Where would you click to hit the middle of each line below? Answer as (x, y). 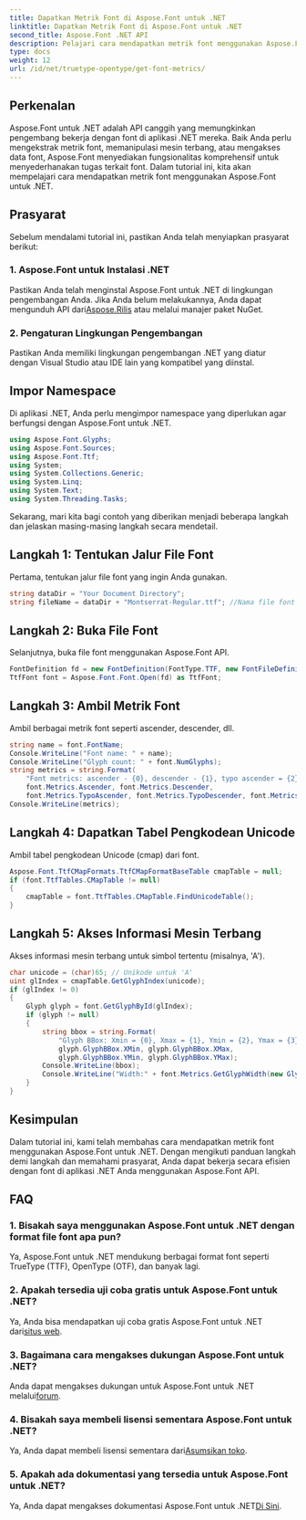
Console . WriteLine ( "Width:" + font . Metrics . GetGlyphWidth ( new (163, 1074)
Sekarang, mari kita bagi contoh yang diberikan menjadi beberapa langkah (149, 516)
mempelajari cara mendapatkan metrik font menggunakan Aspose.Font (143, 176)
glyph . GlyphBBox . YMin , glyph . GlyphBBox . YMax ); (148, 1057)
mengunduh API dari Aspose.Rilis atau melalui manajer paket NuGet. (137, 309)
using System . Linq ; (46, 482)
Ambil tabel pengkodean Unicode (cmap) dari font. (104, 854)
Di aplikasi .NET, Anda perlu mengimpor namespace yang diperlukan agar (148, 413)
